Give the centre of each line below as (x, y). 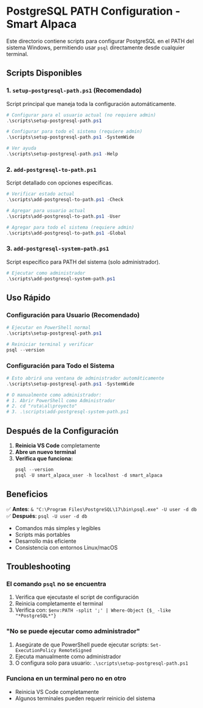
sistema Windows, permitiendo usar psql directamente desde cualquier (96, 48)
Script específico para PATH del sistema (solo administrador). (83, 262)
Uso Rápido (28, 298)
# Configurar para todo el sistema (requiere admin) (74, 132)
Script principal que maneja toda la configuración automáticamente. (91, 104)
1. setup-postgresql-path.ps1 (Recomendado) (74, 91)
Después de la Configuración (63, 431)
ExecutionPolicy (36, 650)
